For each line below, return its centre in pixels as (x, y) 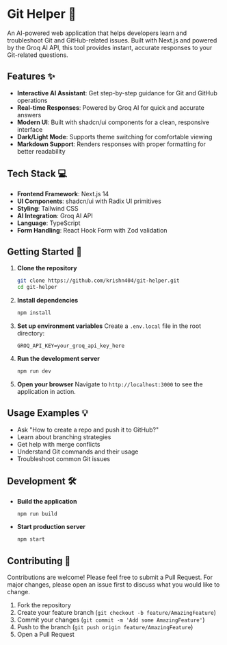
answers (29, 115)
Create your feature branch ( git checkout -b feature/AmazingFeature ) (117, 613)
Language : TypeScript (49, 223)
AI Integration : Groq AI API (55, 215)
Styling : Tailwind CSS (48, 208)
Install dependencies (48, 301)
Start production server (51, 527)
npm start (31, 539)
